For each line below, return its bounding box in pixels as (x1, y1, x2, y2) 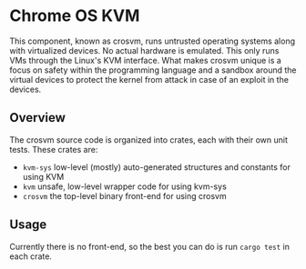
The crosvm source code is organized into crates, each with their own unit (9, 134, 289, 145)
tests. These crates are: (9, 144, 98, 154)
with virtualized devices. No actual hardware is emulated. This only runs (9, 45, 280, 55)
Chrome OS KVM (9, 5, 140, 26)
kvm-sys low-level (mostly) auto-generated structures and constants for (22, 161, 291, 173)
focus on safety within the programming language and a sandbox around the (9, 65, 297, 75)
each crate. (9, 251, 53, 262)
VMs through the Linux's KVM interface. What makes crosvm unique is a (9, 55, 282, 65)
